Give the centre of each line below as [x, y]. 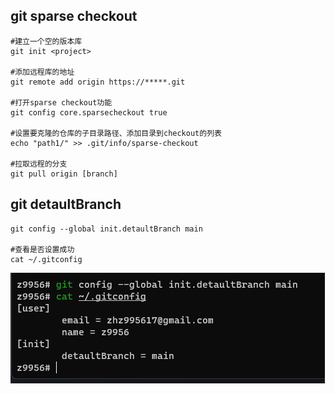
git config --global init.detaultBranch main [106, 229]
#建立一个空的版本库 [46, 41]
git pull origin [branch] [64, 174]
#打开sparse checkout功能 [61, 102]
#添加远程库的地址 [42, 72]
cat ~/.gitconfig [46, 259]
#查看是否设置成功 [42, 249]
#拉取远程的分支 [39, 164]
